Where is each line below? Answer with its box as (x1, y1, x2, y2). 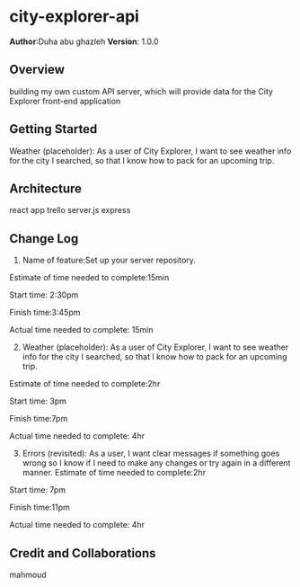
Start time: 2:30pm (9, 289, 79, 300)
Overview (9, 62, 66, 77)
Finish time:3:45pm (9, 307, 81, 318)
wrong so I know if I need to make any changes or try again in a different (22, 458, 291, 468)
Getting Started (9, 121, 98, 137)
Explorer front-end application (9, 95, 121, 106)
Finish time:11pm (9, 502, 70, 513)
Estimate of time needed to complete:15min (9, 272, 170, 283)
